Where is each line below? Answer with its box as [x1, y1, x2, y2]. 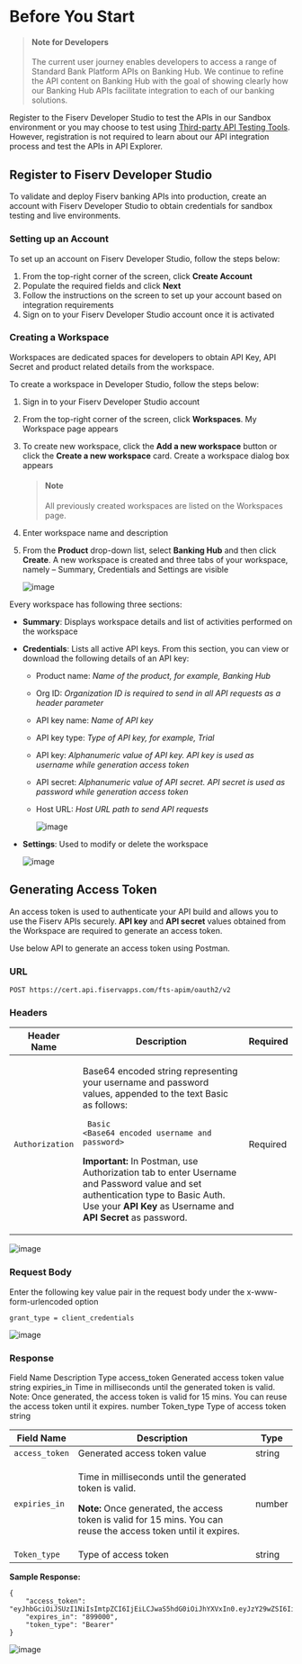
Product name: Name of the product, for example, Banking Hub [35, 671, 271, 681]
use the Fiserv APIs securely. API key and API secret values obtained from [9, 916, 286, 927]
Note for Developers [31, 36, 110, 47]
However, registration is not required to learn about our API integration [9, 131, 270, 142]
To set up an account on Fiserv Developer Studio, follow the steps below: [9, 253, 280, 264]
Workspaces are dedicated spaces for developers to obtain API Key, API [9, 351, 277, 362]
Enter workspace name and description [22, 528, 169, 538]
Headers [9, 1007, 48, 1019]
